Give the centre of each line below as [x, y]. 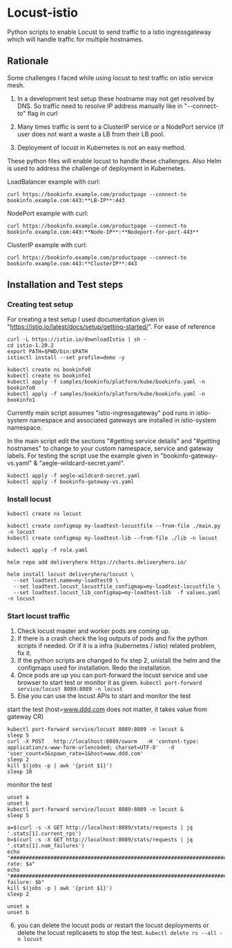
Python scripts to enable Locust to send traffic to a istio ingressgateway [109, 32]
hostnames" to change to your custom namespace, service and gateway [110, 449]
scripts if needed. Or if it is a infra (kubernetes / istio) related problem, [117, 646]
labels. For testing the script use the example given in [83, 456]
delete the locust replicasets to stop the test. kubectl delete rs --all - [120, 933]
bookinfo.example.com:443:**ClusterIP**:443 [72, 263]
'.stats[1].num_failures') [46, 846]
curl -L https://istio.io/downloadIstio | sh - [77, 340]
